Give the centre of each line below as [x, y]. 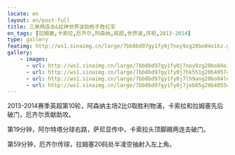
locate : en [23, 14]
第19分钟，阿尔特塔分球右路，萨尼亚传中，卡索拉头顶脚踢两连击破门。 [108, 129]
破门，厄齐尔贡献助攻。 [41, 115]
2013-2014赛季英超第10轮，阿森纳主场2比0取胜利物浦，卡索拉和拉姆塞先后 [115, 106]
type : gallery [28, 40]
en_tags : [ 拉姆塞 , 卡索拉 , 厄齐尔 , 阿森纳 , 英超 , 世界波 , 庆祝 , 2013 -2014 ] [99, 33]
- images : [34, 59]
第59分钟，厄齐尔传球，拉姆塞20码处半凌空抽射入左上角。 [92, 145]
